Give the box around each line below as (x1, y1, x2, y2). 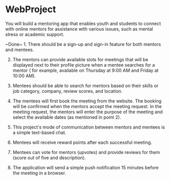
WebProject (5, 4, 56, 15)
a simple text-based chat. (12, 129, 67, 136)
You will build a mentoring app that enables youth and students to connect (5, 20, 161, 27)
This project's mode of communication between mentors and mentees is (12, 124, 165, 130)
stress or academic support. (5, 31, 65, 37)
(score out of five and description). (12, 154, 86, 161)
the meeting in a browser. (12, 170, 66, 176)
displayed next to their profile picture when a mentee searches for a (12, 62, 155, 68)
